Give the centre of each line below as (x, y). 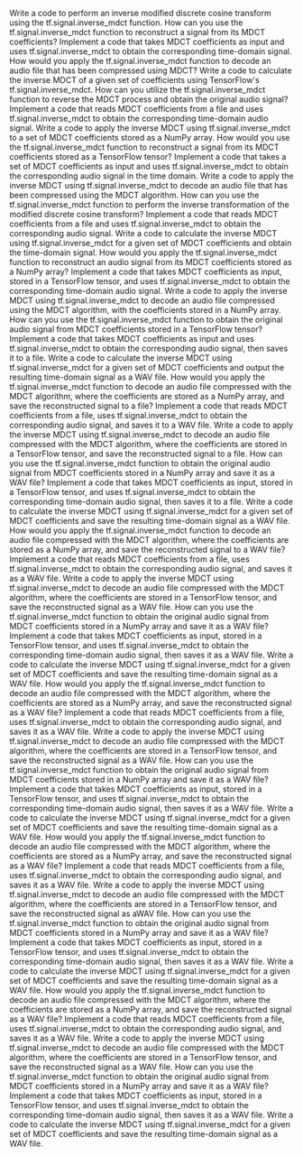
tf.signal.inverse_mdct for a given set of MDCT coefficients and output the (147, 367)
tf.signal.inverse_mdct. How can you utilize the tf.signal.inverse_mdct (138, 90)
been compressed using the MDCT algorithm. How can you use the (134, 195)
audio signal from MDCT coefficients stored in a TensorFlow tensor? (136, 329)
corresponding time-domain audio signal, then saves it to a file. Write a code (151, 501)
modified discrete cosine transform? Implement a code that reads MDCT (144, 214)
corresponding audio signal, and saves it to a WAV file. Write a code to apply (151, 425)
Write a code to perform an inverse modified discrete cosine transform (141, 13)
